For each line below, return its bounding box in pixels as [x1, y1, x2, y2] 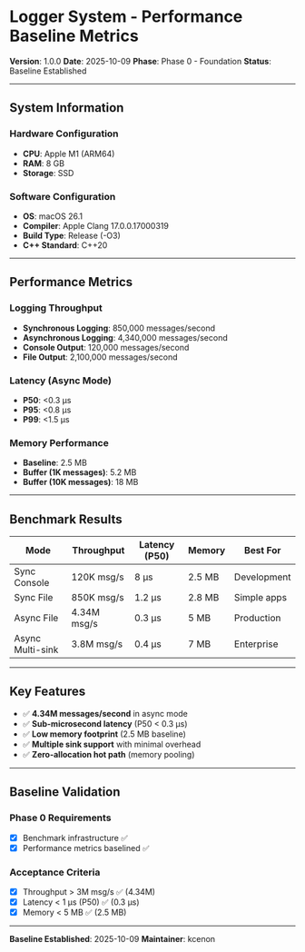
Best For [243, 544, 281, 557]
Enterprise [234, 638, 279, 650]
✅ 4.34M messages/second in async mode [22, 708, 189, 719]
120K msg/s [71, 570, 124, 583]
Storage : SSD [22, 167, 74, 178]
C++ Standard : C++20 [22, 239, 108, 251]
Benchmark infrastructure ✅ [22, 832, 129, 843]
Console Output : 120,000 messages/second [22, 342, 190, 352]
